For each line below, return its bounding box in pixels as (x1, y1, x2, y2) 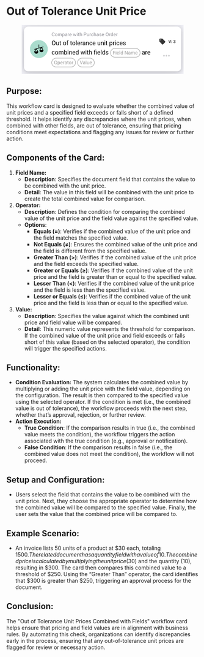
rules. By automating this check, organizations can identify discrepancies (6, 630, 191, 638)
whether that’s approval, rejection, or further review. (15, 411, 147, 419)
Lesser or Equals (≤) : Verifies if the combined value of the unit (33, 292, 191, 300)
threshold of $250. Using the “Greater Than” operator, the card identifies (15, 570, 199, 577)
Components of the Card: (6, 153, 105, 163)
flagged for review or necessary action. (6, 644, 106, 651)
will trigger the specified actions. (24, 344, 107, 352)
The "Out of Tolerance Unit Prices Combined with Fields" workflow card (6, 617, 188, 625)
